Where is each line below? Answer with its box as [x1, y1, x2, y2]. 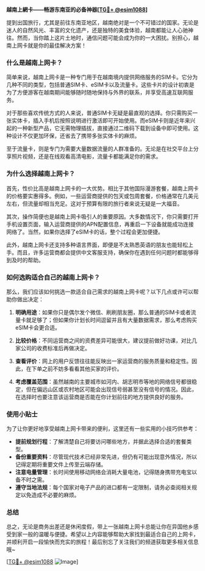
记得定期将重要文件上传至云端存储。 [15, 461, 107, 469]
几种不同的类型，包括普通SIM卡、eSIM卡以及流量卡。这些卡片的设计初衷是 [6, 81, 195, 88]
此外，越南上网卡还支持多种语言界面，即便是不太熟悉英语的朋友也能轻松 [6, 241, 188, 248]
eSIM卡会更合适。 [15, 323, 61, 331]
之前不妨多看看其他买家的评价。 [41, 365, 123, 372]
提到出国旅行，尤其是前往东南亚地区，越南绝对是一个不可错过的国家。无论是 [6, 19, 199, 26]
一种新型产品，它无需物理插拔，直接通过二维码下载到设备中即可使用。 [16, 124, 193, 132]
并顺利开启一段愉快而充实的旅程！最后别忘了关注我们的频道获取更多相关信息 [6, 538, 199, 545]
